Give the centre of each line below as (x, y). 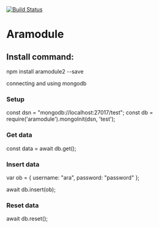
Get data (19, 135)
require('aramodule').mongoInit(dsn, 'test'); (61, 119)
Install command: (40, 57)
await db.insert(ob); (31, 189)
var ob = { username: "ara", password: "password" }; (73, 177)
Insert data (23, 164)
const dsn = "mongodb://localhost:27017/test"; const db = (80, 113)
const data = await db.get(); (41, 148)
